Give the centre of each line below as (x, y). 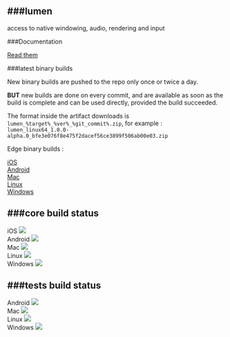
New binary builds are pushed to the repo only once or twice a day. (103, 82)
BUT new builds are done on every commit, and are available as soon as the (115, 95)
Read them (22, 55)
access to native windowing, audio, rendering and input (86, 28)
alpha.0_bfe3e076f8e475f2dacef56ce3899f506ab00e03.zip (88, 136)
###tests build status (54, 285)
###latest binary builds (40, 68)
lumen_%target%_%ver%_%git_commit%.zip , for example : (85, 123)
